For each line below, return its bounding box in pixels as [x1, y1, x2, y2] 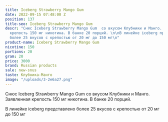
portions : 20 [5, 49, 32, 54]
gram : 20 [5, 53, 23, 59]
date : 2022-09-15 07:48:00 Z [5, 12, 66, 17]
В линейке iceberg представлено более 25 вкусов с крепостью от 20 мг [5, 105, 160, 111]
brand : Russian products [5, 63, 57, 68]
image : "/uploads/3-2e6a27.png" [5, 77, 72, 82]
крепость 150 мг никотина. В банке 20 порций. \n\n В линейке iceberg [9, 30, 157, 35]
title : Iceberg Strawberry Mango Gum [5, 7, 84, 12]
